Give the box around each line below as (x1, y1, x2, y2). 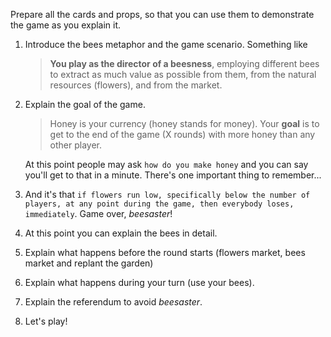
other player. (49, 139, 103, 151)
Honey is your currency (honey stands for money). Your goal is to (49, 118, 320, 129)
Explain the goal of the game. (24, 99, 146, 110)
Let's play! (24, 315, 68, 327)
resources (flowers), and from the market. (49, 79, 223, 91)
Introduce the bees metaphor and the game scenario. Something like (24, 39, 308, 50)
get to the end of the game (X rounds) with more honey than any (49, 129, 316, 140)
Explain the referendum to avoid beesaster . (24, 296, 203, 308)
